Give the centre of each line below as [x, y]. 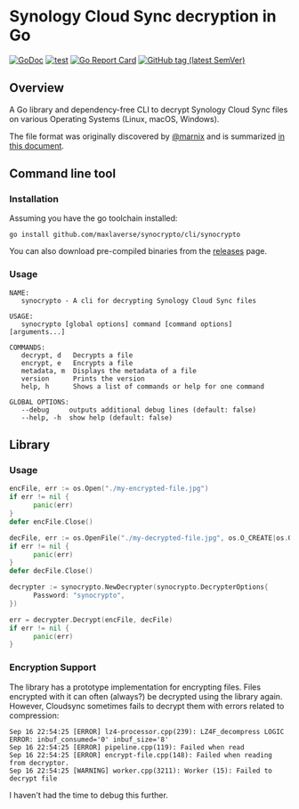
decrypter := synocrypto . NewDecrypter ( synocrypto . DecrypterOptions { [139, 587]
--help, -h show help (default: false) [97, 417]
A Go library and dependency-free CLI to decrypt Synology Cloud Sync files [149, 110]
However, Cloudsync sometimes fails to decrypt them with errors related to [147, 706]
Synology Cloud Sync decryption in [143, 16]
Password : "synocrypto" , [79, 596]
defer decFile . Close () [51, 571]
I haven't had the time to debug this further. [89, 795]
